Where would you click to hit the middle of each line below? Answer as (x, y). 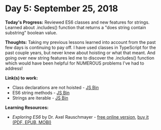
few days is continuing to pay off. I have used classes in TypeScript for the (80, 47)
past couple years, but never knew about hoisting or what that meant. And (80, 53)
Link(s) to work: (22, 78)
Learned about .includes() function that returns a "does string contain (76, 27)
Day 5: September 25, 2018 (62, 9)
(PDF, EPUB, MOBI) (32, 122)
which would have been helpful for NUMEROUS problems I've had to (75, 63)
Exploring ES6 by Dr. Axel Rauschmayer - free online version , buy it (80, 117)
